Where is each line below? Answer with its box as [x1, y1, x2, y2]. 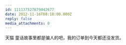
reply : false [5, 16, 32, 21]
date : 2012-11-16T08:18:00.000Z [5, 12, 72, 17]
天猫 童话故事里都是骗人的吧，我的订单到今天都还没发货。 [5, 35, 124, 41]
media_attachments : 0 [5, 21, 50, 26]
